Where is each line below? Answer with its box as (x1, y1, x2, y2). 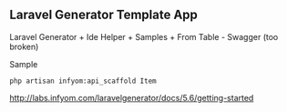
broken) (9, 41, 39, 52)
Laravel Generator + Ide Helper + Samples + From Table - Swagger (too (9, 31, 279, 42)
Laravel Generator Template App (9, 7, 199, 23)
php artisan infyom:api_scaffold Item (9, 76, 157, 86)
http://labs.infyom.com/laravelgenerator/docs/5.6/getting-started (9, 92, 254, 103)
